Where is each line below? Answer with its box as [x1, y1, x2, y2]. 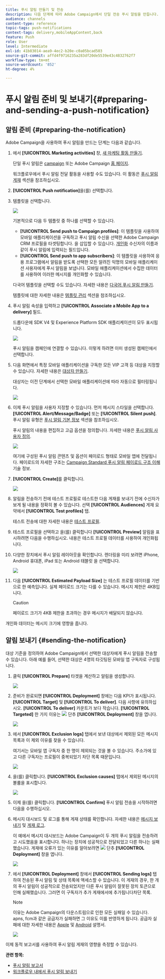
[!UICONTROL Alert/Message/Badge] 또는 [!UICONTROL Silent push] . [12, 411, 157, 417]
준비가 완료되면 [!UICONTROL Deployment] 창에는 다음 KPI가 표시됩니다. [12, 693, 157, 699]
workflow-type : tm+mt [5, 58, 50, 63]
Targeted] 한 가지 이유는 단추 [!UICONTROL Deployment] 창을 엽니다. [12, 711, 158, 717]
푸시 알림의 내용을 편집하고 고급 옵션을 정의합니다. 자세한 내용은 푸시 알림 [12, 427, 153, 433]
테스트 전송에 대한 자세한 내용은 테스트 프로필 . [12, 519, 101, 524]
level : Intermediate [5, 44, 48, 49]
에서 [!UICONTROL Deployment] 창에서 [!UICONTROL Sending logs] [12, 871, 152, 876]
